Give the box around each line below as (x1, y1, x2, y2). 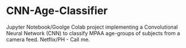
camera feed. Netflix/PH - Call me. (6, 36, 90, 43)
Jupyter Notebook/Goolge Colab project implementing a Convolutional (6, 23, 178, 30)
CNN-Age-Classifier (6, 4, 108, 18)
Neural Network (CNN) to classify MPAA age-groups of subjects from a (6, 29, 181, 36)
